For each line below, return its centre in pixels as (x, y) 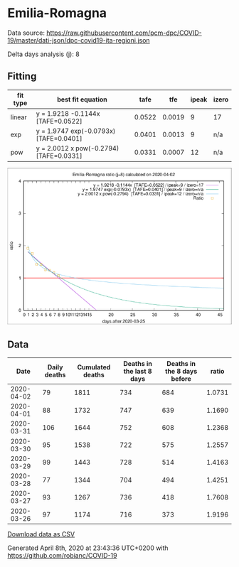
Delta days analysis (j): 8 (43, 54)
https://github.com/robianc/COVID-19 (62, 556)
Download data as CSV (41, 534)
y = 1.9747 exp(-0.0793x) (76, 131)
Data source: (26, 33)
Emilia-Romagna (57, 13)
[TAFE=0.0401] (59, 138)
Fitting (22, 76)
